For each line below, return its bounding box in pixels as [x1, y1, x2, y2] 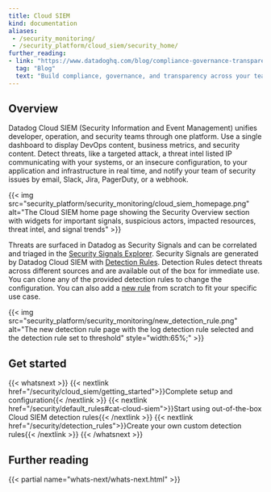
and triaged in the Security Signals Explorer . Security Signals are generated [8, 249, 259, 259]
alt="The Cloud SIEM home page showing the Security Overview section [8, 208, 250, 217]
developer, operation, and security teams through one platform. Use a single [8, 132, 262, 141]
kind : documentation [8, 19, 78, 27]
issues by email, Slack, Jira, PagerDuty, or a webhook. [8, 175, 190, 184]
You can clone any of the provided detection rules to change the [8, 275, 223, 284]
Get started [8, 356, 67, 370]
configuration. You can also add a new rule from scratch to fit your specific [8, 284, 257, 293]
